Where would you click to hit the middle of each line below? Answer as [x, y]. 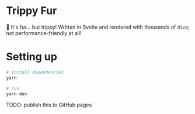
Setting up [32, 57]
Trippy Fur [32, 11]
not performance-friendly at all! [44, 33]
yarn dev [17, 94]
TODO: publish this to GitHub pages [49, 105]
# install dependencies [35, 72]
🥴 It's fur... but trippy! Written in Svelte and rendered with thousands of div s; [98, 27]
